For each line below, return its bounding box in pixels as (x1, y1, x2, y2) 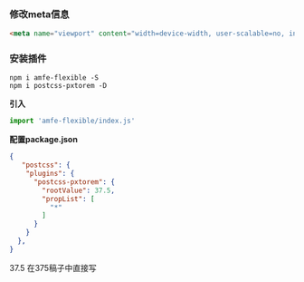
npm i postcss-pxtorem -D (9, 82, 107, 91)
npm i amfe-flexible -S (9, 73, 100, 83)
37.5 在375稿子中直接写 (9, 262, 97, 273)
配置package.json (9, 134, 79, 145)
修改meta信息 (9, 7, 70, 20)
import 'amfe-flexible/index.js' (9, 116, 136, 126)
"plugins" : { (25, 170, 75, 179)
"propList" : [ (42, 194, 95, 203)
